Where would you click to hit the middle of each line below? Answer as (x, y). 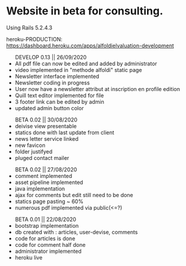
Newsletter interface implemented (57, 76)
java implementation (40, 188)
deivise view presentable (46, 126)
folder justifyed (34, 152)
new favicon (30, 145)
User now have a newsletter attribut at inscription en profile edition (97, 89)
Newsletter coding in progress (52, 83)
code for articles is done (45, 238)
